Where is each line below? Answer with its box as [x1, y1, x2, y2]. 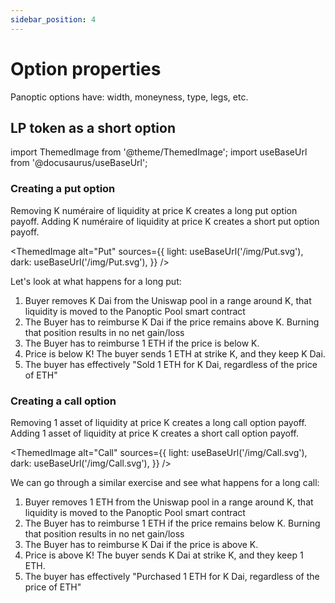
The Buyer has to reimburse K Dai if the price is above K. [24, 538, 259, 550]
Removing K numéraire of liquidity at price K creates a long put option [10, 204, 298, 216]
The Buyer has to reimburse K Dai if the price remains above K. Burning [24, 316, 320, 328]
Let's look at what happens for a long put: [10, 275, 182, 287]
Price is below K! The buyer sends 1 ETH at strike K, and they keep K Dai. [24, 347, 326, 360]
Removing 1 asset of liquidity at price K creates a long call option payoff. [10, 416, 307, 428]
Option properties [10, 57, 162, 80]
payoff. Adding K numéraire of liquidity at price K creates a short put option [10, 215, 320, 227]
